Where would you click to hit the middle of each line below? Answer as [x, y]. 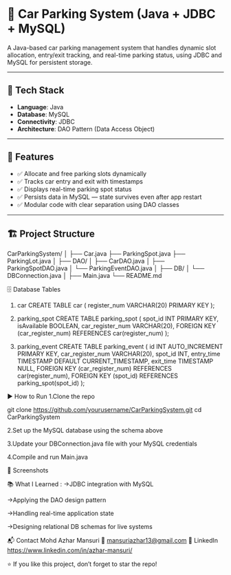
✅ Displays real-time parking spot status [74, 189]
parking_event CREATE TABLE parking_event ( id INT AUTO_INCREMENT [120, 347]
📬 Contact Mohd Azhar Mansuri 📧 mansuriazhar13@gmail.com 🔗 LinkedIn [113, 541]
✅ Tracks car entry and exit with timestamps [80, 181]
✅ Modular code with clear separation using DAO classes [98, 204]
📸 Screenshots [28, 470]
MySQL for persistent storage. [50, 62]
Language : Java [40, 107]
